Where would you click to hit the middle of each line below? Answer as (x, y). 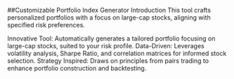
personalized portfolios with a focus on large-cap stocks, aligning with (109, 17)
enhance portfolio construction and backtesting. (77, 68)
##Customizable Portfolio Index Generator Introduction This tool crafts (109, 10)
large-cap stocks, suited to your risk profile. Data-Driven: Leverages (106, 46)
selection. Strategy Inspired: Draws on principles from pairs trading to (108, 61)
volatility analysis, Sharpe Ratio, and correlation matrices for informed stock (117, 53)
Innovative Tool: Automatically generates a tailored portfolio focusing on (111, 38)
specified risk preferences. (46, 25)
